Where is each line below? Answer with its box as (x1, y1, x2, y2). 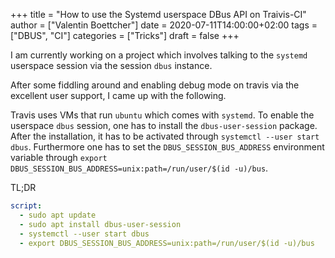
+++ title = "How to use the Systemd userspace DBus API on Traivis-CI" (10, 9, 307, 20)
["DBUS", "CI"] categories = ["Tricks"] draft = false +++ (10, 30, 240, 41)
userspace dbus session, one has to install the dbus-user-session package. (10, 120, 318, 131)
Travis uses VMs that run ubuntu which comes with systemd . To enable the (10, 109, 315, 121)
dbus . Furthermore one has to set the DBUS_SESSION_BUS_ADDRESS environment (10, 141, 325, 153)
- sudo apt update (19, 210, 97, 220)
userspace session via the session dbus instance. (10, 60, 213, 71)
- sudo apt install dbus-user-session (19, 219, 182, 229)
